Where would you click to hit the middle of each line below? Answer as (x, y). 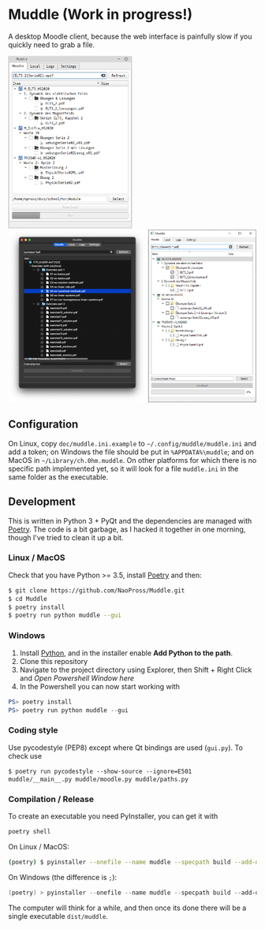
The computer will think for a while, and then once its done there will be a (127, 908)
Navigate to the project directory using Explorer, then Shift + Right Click (136, 670)
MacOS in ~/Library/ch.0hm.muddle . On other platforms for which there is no (132, 460)
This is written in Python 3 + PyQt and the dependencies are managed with (130, 520)
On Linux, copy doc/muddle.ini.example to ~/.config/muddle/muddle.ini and (132, 443)
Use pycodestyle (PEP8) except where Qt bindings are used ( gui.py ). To (125, 748)
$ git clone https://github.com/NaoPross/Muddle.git (97, 590)
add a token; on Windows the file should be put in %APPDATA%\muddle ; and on (131, 452)
